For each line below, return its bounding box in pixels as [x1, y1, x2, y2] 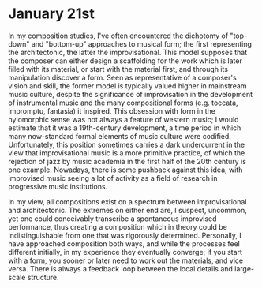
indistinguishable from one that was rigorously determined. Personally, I [8, 230, 242, 240]
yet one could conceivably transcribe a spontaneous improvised [8, 214, 217, 223]
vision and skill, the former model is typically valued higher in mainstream [8, 80, 247, 91]
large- [234, 264, 255, 273]
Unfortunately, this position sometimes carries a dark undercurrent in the [8, 140, 245, 149]
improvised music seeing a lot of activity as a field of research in [8, 173, 219, 182]
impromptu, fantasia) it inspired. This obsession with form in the [8, 106, 215, 115]
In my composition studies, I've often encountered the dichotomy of [8, 31, 229, 40]
